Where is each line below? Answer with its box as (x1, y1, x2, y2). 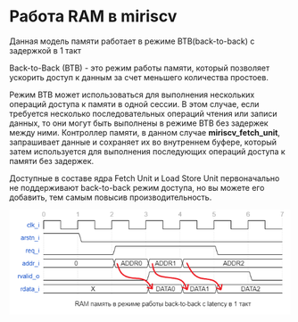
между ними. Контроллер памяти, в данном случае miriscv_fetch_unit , (9, 127, 281, 137)
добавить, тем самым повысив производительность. (9, 192, 212, 202)
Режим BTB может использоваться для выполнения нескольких (9, 89, 255, 100)
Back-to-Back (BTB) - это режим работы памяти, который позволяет (9, 62, 270, 73)
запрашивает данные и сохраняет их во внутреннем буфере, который (9, 136, 277, 147)
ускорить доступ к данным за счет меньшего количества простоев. (9, 71, 269, 82)
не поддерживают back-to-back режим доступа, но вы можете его (9, 182, 265, 193)
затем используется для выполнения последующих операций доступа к (9, 145, 286, 157)
